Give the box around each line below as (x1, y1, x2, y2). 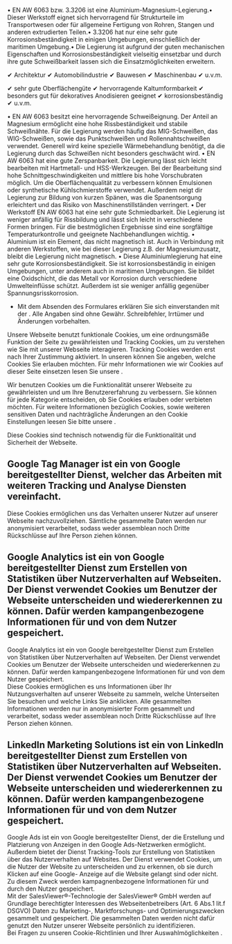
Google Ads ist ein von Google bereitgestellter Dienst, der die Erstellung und (7, 833, 225, 841)
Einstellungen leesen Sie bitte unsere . (7, 418, 116, 425)
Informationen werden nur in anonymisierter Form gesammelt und (7, 704, 195, 713)
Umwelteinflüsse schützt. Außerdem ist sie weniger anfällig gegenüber (7, 282, 210, 290)
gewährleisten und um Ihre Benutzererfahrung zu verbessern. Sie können (7, 388, 217, 396)
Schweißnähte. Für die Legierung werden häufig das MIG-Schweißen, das (7, 127, 218, 135)
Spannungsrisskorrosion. (7, 289, 79, 297)
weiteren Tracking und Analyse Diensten (7, 480, 187, 492)
